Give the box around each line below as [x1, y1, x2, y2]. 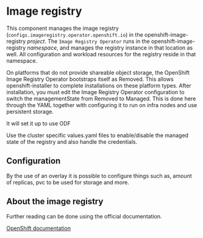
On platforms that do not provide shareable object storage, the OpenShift [6, 69, 190, 76]
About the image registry [6, 196, 104, 207]
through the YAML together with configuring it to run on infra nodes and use [6, 101, 198, 108]
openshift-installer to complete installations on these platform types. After [6, 81, 191, 89]
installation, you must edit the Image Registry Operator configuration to [6, 88, 185, 95]
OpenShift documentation [6, 225, 71, 232]
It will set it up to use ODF [6, 119, 71, 127]
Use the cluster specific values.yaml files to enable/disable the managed [6, 132, 189, 139]
